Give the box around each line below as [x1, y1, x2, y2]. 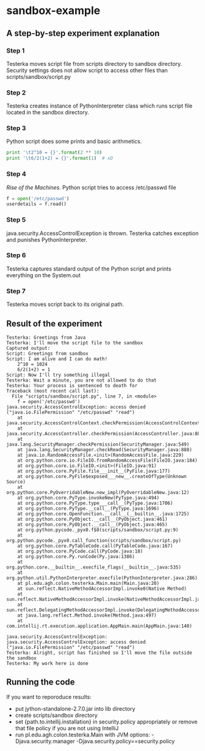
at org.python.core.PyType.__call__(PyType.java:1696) [17, 505, 160, 512]
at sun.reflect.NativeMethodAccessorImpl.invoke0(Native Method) [17, 586, 187, 592]
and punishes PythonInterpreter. [6, 236, 87, 243]
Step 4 [6, 170, 26, 178]
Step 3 [6, 124, 26, 132]
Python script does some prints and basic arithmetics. [6, 138, 142, 145]
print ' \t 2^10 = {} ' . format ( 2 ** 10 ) [6, 150, 103, 156]
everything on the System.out [6, 271, 81, 278]
